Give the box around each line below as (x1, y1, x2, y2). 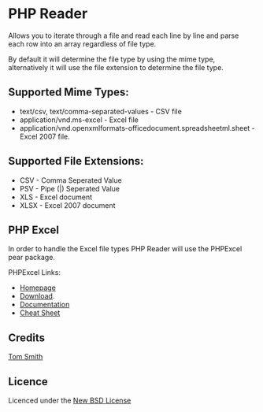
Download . (19, 291, 55, 301)
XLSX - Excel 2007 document (19, 200, 116, 210)
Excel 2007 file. (19, 132, 70, 141)
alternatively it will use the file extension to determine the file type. (8, 62, 224, 72)
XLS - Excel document (19, 192, 93, 202)
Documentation (19, 300, 70, 310)
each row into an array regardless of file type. (8, 39, 157, 48)
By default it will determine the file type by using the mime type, (8, 54, 216, 64)
